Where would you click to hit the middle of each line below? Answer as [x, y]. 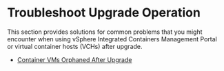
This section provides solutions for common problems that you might [105, 32]
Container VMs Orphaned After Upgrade [74, 59]
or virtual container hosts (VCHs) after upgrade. [75, 46]
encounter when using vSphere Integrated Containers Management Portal [112, 39]
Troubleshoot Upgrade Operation [104, 13]
